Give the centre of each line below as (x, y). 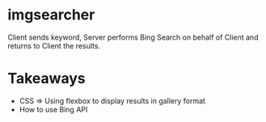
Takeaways (46, 79)
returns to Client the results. (54, 45)
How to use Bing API (53, 109)
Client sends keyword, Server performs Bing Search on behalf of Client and (133, 37)
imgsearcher (51, 15)
